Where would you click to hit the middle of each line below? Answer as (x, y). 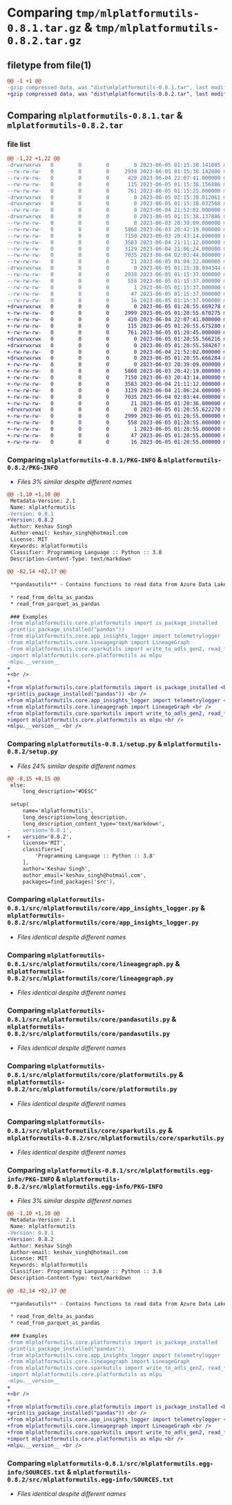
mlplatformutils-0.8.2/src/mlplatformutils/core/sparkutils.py (116, 1138)
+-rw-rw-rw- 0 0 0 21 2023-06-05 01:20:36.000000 (114, 403)
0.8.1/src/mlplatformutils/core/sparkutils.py (87, 1131)
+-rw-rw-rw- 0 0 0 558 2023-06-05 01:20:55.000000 (114, 423)
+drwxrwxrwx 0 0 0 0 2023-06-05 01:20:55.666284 (114, 358)
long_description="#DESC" (60, 792)
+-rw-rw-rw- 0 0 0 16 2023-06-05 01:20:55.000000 (114, 442)
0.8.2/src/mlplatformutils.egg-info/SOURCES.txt (90, 1479)
